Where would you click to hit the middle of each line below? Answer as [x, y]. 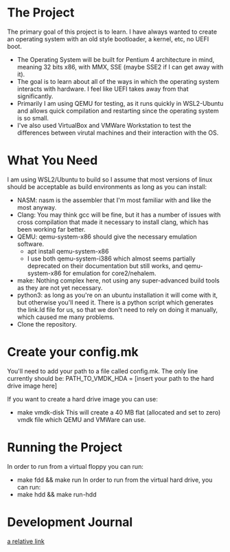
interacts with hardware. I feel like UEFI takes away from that [103, 89]
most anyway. [37, 207]
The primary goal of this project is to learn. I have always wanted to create [112, 32]
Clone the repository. [47, 324]
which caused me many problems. [66, 317]
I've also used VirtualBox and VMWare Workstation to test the [104, 125]
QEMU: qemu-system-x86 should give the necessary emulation [107, 236]
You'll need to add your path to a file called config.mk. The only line [103, 371]
